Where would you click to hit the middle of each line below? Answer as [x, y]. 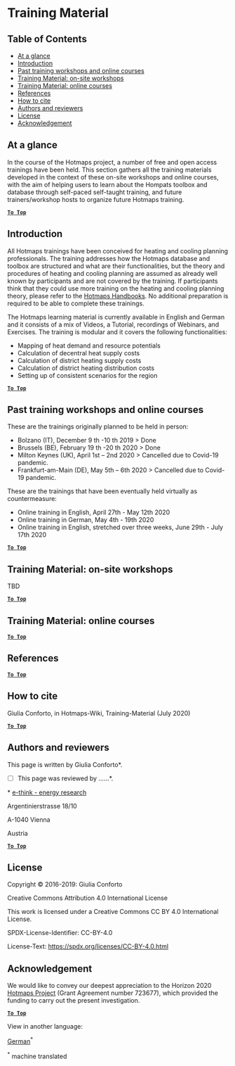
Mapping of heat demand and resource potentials [89, 345]
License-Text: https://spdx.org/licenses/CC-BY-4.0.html [88, 946]
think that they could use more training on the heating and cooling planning [116, 288]
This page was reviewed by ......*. [65, 778]
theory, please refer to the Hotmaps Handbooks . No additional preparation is [118, 296]
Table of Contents [47, 39]
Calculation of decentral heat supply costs [79, 353]
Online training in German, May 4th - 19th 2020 [86, 520]
